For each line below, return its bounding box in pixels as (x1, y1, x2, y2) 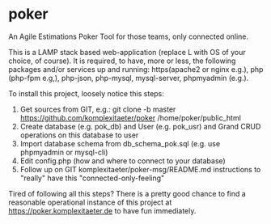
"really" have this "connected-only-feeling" (19, 173, 165, 183)
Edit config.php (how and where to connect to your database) (19, 155, 227, 166)
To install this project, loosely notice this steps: (8, 88, 164, 98)
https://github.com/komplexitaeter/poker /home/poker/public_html (19, 112, 241, 122)
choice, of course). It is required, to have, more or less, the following (8, 56, 236, 66)
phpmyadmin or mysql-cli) (19, 147, 108, 157)
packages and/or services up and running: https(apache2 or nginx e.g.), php (8, 64, 264, 74)
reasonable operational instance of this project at (8, 197, 172, 207)
